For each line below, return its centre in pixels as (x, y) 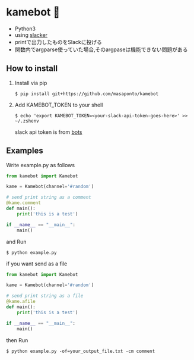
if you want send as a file (37, 264)
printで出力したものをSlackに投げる (58, 42)
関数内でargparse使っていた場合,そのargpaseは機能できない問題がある (101, 49)
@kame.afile (21, 302)
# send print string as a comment (49, 198)
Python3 (25, 29)
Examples (25, 151)
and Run (16, 242)
